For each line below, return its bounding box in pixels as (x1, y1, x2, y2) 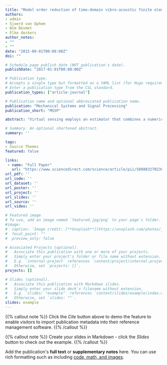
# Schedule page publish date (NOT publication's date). (5, 63, 126, 68)
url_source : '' (5, 199, 37, 204)
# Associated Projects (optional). (5, 245, 79, 250)
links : (5, 157, 19, 163)
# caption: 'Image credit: (5, 226, 64, 231)
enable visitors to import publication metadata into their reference (5, 319, 140, 325)
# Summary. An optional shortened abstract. (5, 126, 99, 131)
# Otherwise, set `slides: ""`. (5, 295, 77, 300)
